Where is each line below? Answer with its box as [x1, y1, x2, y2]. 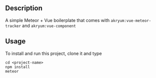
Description [5, 4, 42, 12]
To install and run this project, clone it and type [5, 50, 102, 56]
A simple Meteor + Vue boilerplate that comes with [5, 17, 110, 23]
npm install [5, 64, 30, 69]
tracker [5, 23, 21, 28]
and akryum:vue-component [22, 22, 76, 28]
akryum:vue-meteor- [110, 18, 151, 23]
